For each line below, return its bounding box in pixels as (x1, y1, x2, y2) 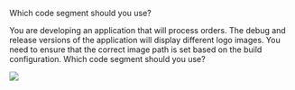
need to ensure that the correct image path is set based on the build (9, 44, 263, 55)
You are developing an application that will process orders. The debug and (9, 25, 286, 35)
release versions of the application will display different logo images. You (9, 35, 281, 45)
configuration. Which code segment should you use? (9, 54, 206, 64)
